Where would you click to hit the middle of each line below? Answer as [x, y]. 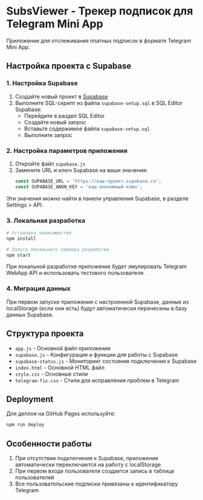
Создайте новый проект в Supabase [61, 96]
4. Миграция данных [38, 289]
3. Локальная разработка [46, 220]
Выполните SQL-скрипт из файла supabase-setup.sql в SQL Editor [99, 103]
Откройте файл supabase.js [50, 164]
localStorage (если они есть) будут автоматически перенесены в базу [97, 308]
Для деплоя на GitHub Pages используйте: [61, 414]
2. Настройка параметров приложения [67, 150]
